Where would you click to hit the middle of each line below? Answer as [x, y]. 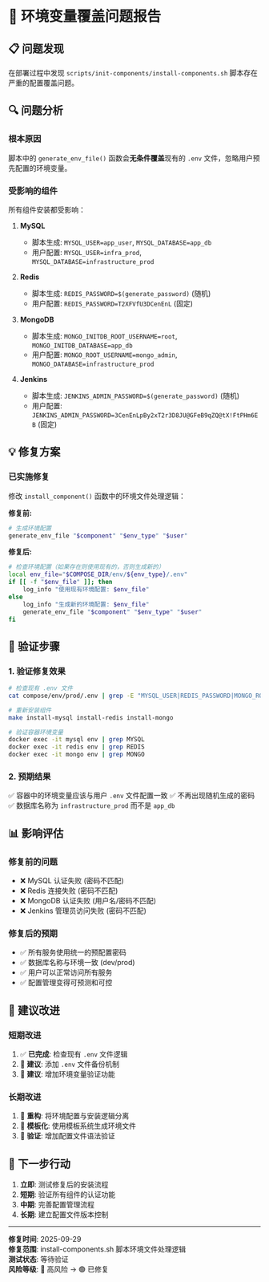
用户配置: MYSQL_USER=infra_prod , [86, 252]
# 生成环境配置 [30, 528]
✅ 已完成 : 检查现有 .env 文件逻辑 [74, 1054]
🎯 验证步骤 [34, 646]
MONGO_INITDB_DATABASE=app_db [82, 346]
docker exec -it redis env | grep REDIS [77, 747]
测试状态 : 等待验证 [38, 1260]
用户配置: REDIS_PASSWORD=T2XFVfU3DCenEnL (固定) [112, 303]
